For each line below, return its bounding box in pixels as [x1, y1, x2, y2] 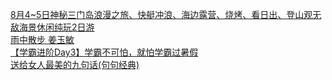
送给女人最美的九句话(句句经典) [10, 59, 140, 70]
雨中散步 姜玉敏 [10, 34, 75, 45]
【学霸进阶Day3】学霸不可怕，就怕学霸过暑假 [10, 46, 199, 58]
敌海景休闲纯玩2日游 [10, 21, 95, 33]
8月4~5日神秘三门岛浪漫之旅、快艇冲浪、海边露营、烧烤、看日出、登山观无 [10, 9, 322, 20]
